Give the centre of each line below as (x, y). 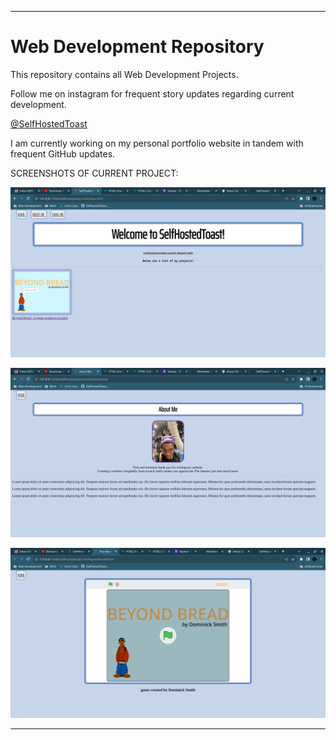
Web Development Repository (137, 47)
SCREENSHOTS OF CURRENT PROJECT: (94, 173)
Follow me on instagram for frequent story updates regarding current (152, 93)
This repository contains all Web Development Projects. (124, 74)
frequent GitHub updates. (63, 153)
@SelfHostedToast (49, 123)
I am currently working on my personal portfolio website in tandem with (157, 143)
